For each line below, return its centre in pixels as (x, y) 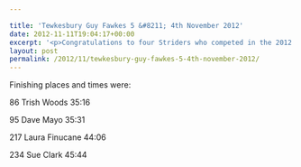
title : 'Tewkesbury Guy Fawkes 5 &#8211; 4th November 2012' (127, 25)
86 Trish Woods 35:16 (50, 102)
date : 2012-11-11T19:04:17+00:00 (72, 34)
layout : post (34, 51)
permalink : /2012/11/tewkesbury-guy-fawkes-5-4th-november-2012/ (134, 60)
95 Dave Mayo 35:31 (47, 120)
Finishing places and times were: (70, 85)
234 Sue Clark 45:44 (48, 155)
